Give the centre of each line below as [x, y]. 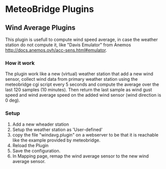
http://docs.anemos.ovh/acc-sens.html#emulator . [56, 50]
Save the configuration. [36, 151]
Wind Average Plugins [40, 28]
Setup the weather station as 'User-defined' [58, 129]
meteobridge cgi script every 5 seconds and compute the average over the [82, 84]
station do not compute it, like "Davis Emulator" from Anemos [68, 45]
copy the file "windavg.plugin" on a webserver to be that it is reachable [85, 135]
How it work [20, 63]
